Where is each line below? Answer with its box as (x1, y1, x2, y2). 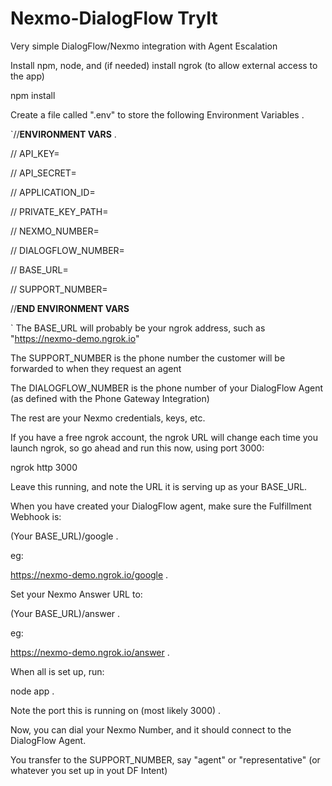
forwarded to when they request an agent (10, 362, 182, 374)
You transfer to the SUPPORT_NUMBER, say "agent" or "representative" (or (10, 753, 321, 766)
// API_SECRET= (10, 167, 77, 179)
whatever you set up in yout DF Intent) (10, 764, 168, 776)
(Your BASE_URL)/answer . (10, 607, 121, 619)
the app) (10, 70, 45, 82)
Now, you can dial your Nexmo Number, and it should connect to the (10, 723, 292, 736)
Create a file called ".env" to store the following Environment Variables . (10, 108, 305, 121)
